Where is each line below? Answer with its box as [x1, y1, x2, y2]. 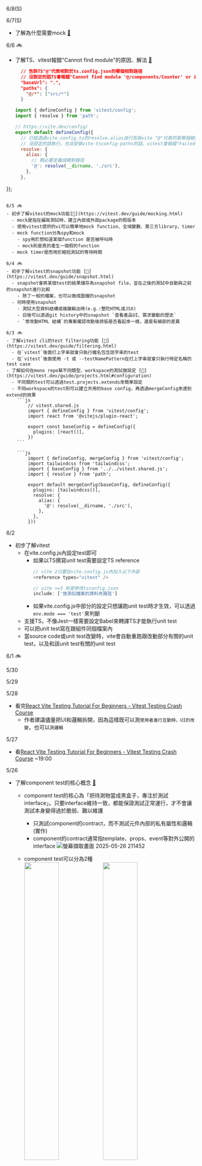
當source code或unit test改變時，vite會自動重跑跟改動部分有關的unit [23, 632, 194, 640]
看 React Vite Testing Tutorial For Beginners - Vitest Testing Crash [14, 748, 177, 755]
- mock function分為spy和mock [11, 230, 85, 236]
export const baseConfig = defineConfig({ [28, 423, 136, 430]
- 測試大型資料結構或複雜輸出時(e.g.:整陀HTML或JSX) [17, 306, 136, 312]
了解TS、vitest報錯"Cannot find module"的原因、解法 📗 [14, 57, 152, 63]
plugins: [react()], [32, 429, 85, 435]
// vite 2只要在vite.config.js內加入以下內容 [32, 569, 140, 575]
